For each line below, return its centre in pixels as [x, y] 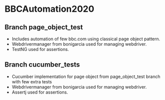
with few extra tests [32, 81]
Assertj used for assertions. [40, 92]
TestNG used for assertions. [40, 49]
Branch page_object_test [44, 27]
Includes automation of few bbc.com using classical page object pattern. [86, 39]
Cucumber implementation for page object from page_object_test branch [86, 76]
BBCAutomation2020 [49, 9]
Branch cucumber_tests [42, 65]
